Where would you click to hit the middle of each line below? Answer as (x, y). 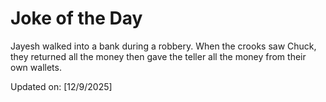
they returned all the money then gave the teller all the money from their (158, 56)
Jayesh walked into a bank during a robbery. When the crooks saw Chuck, (163, 46)
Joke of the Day (76, 18)
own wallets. (36, 67)
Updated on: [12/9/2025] (61, 86)
